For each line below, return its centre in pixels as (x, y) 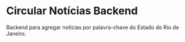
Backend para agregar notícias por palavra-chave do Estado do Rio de (92, 27)
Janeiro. (16, 33)
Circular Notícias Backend (72, 11)
